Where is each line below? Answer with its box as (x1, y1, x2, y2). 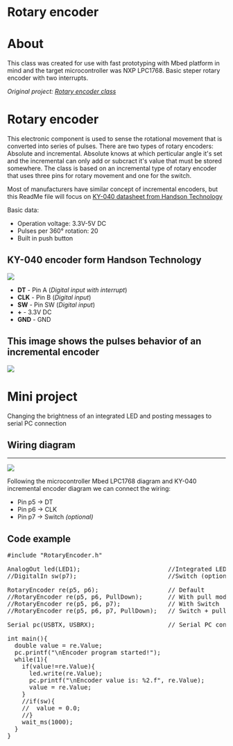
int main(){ (7, 635, 48, 643)
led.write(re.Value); (28, 670, 103, 678)
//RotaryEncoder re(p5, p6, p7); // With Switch (7, 600, 220, 608)
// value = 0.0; (21, 704, 81, 713)
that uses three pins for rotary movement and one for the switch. (7, 172, 192, 180)
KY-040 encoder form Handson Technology (7, 254, 202, 266)
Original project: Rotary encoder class (7, 88, 116, 96)
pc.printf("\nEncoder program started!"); (14, 649, 162, 657)
